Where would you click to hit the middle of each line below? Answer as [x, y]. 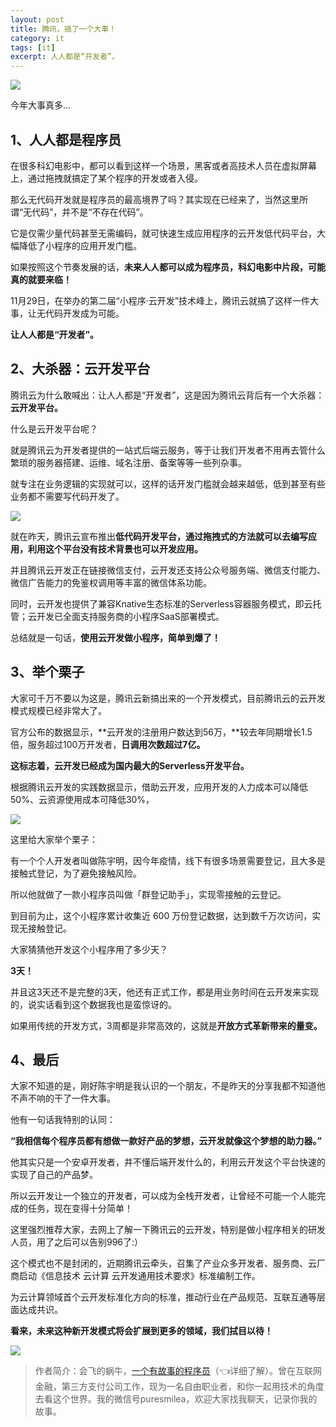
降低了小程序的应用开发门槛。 [80, 245]
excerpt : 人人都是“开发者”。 [65, 57]
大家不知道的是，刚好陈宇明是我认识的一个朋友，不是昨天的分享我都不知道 [163, 1086]
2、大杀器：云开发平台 [80, 369]
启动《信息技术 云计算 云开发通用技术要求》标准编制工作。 [139, 1276]
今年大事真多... [41, 105]
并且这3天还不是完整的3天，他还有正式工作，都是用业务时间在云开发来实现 [165, 992]
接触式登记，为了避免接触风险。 [76, 873]
